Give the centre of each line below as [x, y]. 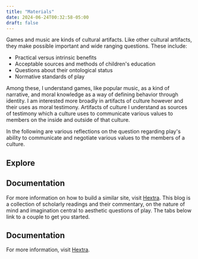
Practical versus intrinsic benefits [56, 58]
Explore [21, 163]
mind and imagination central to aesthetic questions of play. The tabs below [99, 210]
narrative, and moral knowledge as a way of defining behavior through [92, 95]
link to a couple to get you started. [48, 217]
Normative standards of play [50, 77]
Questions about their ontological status [64, 70]
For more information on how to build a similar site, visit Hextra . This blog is [98, 198]
